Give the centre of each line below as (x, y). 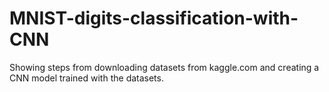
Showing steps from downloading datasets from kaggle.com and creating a (164, 67)
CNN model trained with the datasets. (86, 78)
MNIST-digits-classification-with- (154, 18)
